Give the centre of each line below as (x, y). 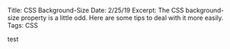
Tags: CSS (23, 25)
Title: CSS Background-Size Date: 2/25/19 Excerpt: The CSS (96, 10)
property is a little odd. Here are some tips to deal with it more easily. (122, 18)
